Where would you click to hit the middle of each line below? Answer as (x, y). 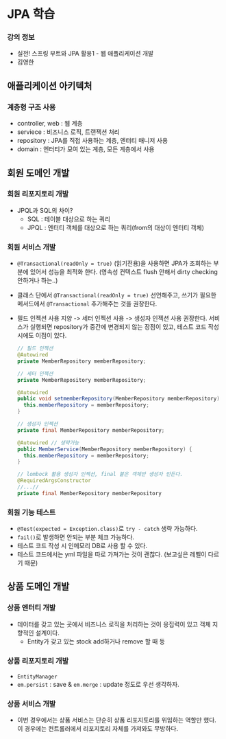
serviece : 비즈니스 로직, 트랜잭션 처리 (68, 132)
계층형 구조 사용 (32, 107)
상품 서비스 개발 (32, 703)
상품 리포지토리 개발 (38, 661)
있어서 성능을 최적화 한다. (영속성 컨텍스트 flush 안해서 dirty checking (124, 272)
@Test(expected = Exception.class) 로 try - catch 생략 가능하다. (107, 529)
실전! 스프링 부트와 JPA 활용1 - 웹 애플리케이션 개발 (85, 54)
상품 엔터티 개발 (32, 608)
